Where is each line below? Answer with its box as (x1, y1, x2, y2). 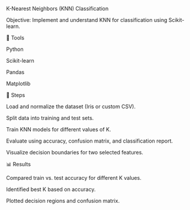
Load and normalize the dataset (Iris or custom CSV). (6, 103, 136, 110)
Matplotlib (6, 80, 31, 87)
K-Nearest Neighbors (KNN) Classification (6, 5, 109, 12)
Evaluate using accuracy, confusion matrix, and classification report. (6, 137, 173, 144)
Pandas (6, 69, 25, 76)
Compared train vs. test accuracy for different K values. (6, 175, 142, 181)
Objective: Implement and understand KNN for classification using (6, 17, 168, 23)
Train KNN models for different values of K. (6, 126, 111, 133)
